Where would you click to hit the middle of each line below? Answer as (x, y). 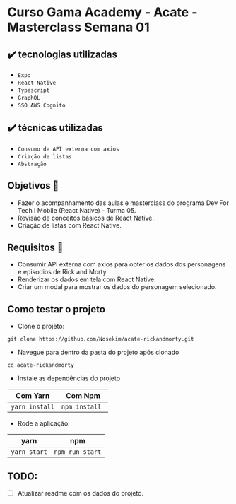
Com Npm (83, 396)
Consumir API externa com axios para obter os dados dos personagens (122, 264)
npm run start (78, 452)
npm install (81, 407)
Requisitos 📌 (35, 248)
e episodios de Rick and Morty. (63, 272)
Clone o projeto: (41, 327)
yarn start (29, 452)
